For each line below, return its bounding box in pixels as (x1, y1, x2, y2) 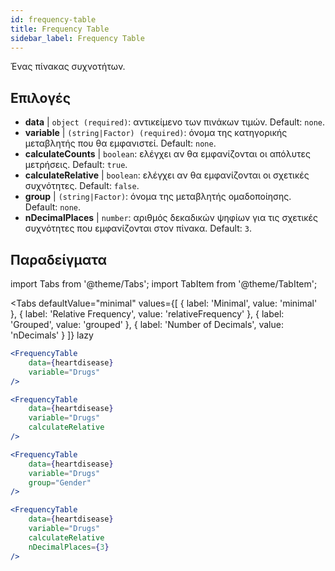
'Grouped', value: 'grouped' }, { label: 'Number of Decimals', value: (10, 319, 284, 330)
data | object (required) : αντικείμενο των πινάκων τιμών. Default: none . (24, 116, 326, 128)
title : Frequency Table (10, 24, 110, 34)
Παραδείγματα (10, 251, 108, 268)
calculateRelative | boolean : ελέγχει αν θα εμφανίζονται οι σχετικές (24, 169, 310, 181)
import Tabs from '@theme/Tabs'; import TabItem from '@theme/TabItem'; (10, 278, 318, 290)
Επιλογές (10, 89, 72, 106)
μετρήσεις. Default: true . (24, 159, 128, 171)
